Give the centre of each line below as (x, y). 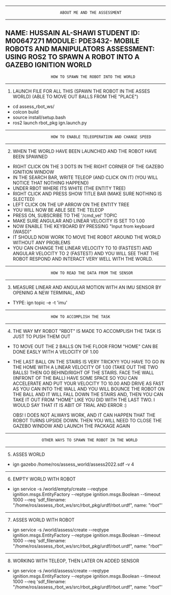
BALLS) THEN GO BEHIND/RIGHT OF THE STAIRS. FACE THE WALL (83, 372)
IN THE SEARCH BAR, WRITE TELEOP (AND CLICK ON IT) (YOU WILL (85, 177)
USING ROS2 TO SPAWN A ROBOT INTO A (73, 57)
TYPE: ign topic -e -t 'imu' (40, 303)
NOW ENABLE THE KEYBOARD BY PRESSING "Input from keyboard (83, 226)
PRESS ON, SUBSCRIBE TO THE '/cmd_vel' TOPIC (65, 215)
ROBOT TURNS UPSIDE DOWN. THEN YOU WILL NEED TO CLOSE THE (87, 420)
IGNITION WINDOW (33, 172)
